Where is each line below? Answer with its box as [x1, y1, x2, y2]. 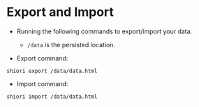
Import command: [16, 79, 68, 88]
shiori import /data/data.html [6, 93, 98, 100]
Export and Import [6, 4, 115, 20]
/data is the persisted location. [27, 40, 116, 49]
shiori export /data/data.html [6, 67, 98, 74]
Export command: [16, 53, 68, 63]
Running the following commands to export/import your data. [16, 27, 193, 35]
